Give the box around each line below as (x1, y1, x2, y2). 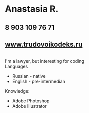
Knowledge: (5, 88, 30, 94)
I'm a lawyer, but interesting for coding (5, 58, 85, 64)
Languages (5, 63, 28, 70)
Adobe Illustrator (12, 103, 47, 109)
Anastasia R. (5, 3, 59, 15)
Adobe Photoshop (12, 98, 50, 104)
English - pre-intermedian (12, 78, 66, 85)
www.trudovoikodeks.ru (5, 40, 83, 48)
